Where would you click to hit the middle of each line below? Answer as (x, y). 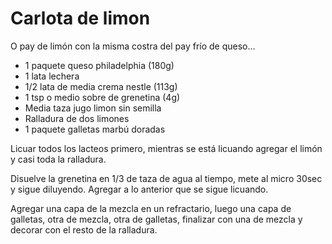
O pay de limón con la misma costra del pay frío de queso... (133, 46)
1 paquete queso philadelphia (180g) (99, 65)
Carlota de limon (80, 18)
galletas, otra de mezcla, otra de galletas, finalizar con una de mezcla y (156, 219)
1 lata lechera (52, 76)
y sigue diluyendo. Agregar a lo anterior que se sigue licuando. (139, 189)
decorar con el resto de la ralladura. (84, 229)
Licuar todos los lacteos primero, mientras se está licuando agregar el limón (166, 148)
